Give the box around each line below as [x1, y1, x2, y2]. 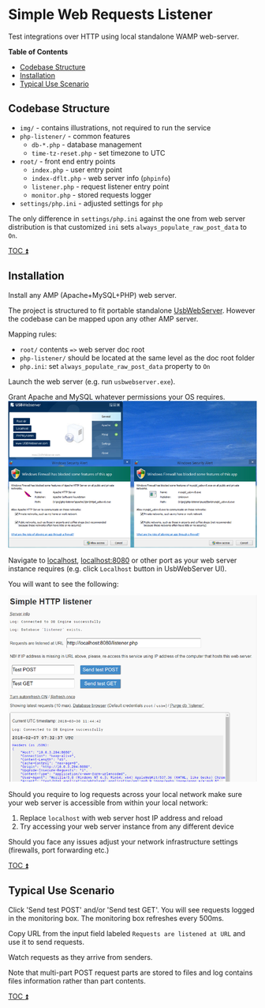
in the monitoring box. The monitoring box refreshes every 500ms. [8, 913, 225, 923]
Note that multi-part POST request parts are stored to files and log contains [8, 968, 253, 977]
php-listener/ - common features [19, 131, 131, 141]
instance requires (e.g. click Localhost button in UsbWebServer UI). [8, 563, 227, 574]
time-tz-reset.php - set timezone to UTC [31, 148, 166, 157]
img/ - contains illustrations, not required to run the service [19, 122, 211, 132]
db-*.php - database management [31, 140, 142, 149]
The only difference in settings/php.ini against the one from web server [8, 213, 246, 223]
